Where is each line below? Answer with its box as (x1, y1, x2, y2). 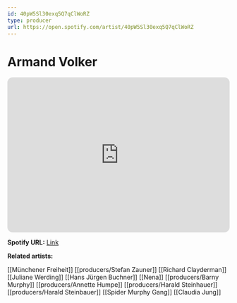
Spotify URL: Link (7, 238, 59, 247)
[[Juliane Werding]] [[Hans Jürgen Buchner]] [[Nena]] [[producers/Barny (7, 273, 219, 282)
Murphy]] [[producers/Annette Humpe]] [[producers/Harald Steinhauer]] (7, 280, 218, 289)
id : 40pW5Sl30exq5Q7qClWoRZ (7, 10, 90, 18)
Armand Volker (7, 54, 97, 70)
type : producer (7, 17, 52, 24)
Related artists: (7, 252, 54, 261)
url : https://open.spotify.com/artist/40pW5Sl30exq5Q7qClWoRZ (7, 23, 194, 30)
